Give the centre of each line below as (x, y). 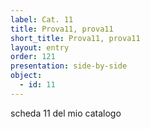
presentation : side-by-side (69, 66)
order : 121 (33, 57)
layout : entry (40, 47)
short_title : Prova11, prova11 (75, 38)
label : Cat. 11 (42, 19)
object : (26, 76)
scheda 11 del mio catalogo (66, 113)
